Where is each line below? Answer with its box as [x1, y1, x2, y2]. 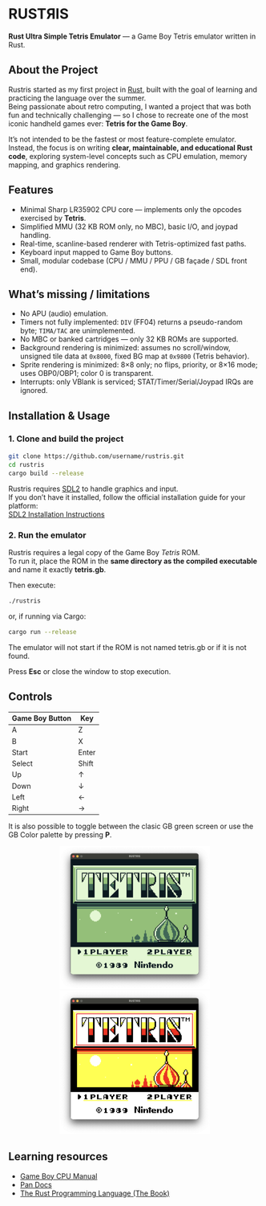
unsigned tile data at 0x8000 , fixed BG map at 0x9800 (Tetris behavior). [19, 351, 250, 362]
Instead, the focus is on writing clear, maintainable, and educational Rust [8, 142, 253, 153]
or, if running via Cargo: [8, 611, 87, 621]
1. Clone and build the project [8, 433, 124, 444]
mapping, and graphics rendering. [8, 160, 121, 170]
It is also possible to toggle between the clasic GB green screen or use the [8, 821, 254, 831]
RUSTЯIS [8, 5, 70, 23]
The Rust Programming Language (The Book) [19, 1188, 170, 1198]
